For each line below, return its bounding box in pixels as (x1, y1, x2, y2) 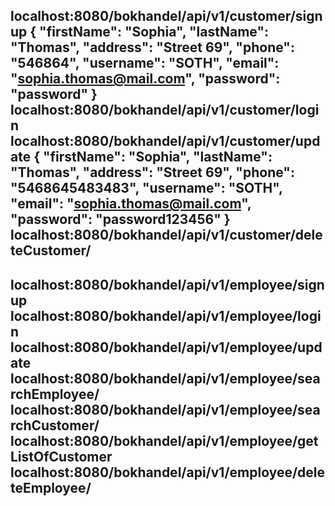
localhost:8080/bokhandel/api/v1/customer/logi (10, 102, 320, 119)
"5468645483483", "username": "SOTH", (10, 180, 283, 197)
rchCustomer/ (10, 417, 100, 434)
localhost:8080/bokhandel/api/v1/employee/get (10, 432, 319, 449)
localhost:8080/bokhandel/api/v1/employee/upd (10, 339, 323, 356)
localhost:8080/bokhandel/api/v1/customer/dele (10, 227, 323, 244)
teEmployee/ (10, 479, 92, 496)
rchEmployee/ (10, 385, 100, 403)
